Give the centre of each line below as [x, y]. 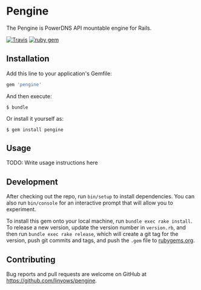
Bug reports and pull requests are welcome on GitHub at [77, 274]
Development [32, 182]
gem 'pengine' [24, 84]
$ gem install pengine [35, 130]
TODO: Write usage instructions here [52, 163]
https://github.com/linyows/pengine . [51, 281]
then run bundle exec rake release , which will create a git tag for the [92, 234]
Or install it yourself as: [35, 118]
